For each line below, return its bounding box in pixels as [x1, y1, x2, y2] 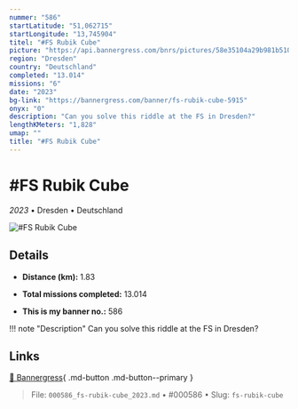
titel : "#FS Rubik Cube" [9, 37, 101, 47]
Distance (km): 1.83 [21, 271, 96, 282]
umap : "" [9, 129, 42, 138]
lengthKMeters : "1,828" [9, 121, 98, 130]
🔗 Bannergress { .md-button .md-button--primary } [9, 373, 193, 383]
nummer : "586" [9, 12, 62, 22]
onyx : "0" [9, 104, 46, 113]
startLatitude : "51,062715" [9, 21, 114, 30]
